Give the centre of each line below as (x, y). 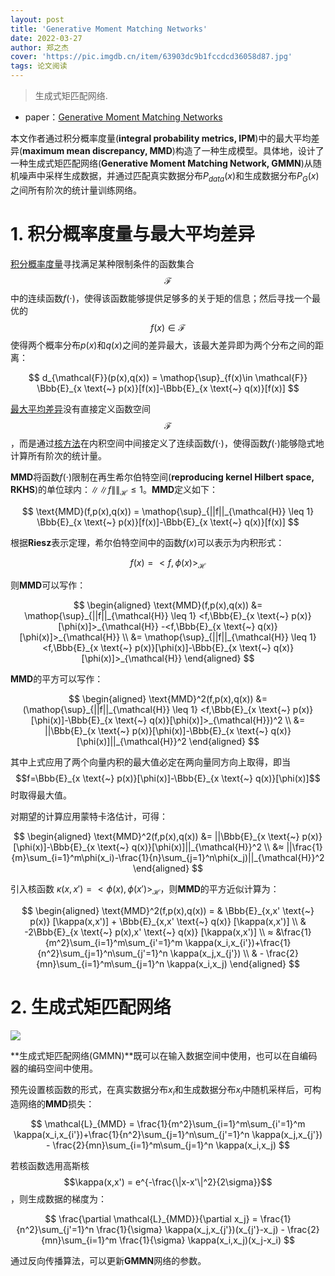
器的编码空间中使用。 (54, 1068)
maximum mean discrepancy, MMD (97, 150)
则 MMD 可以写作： (48, 585)
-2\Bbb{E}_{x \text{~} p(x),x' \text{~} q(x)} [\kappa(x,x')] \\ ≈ (149, 932)
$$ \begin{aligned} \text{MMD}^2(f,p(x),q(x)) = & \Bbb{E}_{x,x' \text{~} (168, 911)
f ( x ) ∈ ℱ (168, 327)
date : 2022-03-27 (46, 38)
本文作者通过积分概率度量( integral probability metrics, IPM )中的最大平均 (161, 138)
